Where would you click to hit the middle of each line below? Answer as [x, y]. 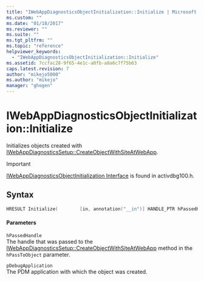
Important [19, 164]
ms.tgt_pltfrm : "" [29, 40]
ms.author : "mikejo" [32, 80]
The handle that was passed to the [49, 241]
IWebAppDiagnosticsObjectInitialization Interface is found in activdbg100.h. [100, 176]
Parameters [21, 222]
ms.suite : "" [23, 35]
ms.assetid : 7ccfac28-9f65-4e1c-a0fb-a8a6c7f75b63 [72, 63]
